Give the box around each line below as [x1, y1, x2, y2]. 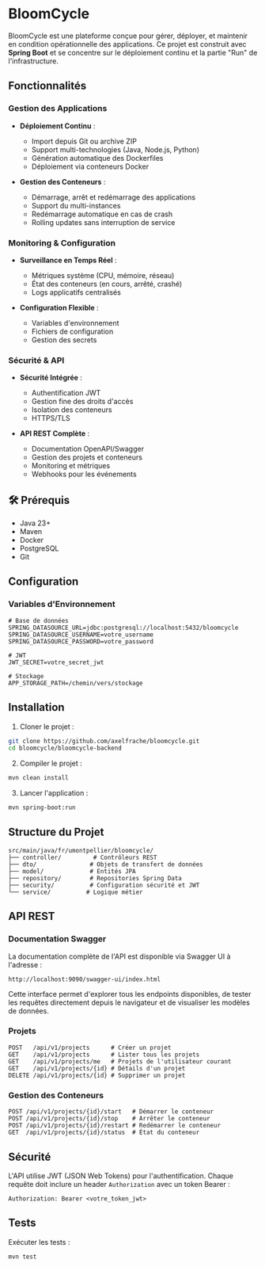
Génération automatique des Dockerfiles [31, 153, 164, 162]
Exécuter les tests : [8, 1237, 70, 1246]
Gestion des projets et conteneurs [31, 452, 142, 462]
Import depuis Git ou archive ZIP [31, 136, 137, 146]
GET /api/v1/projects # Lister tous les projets [8, 1051, 200, 1059]
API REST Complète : [19, 429, 89, 438]
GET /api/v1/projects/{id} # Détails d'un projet [8, 1064, 186, 1072]
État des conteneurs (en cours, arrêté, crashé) [31, 279, 183, 288]
